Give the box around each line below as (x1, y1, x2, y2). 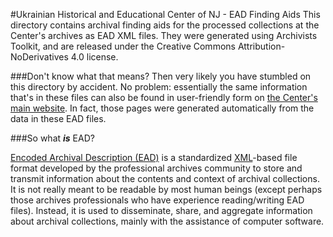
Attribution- (237, 40, 286, 52)
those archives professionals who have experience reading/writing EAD (10, 194, 305, 206)
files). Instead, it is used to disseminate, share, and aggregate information (10, 205, 313, 216)
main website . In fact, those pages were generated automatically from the (10, 102, 315, 114)
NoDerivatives (10, 51, 69, 63)
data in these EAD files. (10, 113, 107, 124)
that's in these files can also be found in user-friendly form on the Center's (10, 92, 318, 103)
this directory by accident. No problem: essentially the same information (10, 81, 308, 93)
